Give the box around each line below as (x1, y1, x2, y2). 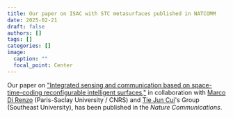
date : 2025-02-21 (7, 17, 58, 24)
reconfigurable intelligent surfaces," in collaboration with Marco (43, 88, 226, 96)
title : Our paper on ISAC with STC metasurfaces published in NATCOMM (7, 10, 216, 17)
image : (7, 49, 26, 56)
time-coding (7, 88, 43, 96)
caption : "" (13, 56, 49, 62)
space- (191, 81, 212, 89)
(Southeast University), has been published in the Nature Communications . (7, 103, 223, 111)
